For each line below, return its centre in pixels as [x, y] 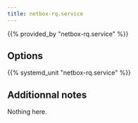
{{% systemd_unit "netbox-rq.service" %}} [69, 73]
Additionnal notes [47, 95]
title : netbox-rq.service [45, 14]
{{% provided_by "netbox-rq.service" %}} [68, 34]
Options [25, 56]
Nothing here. [27, 112]
